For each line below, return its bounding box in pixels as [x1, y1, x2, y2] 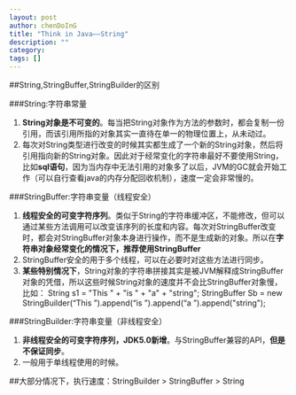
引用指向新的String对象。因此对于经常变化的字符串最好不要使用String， [21, 151, 284, 160]
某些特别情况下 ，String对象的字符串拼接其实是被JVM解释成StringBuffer [21, 266, 284, 275]
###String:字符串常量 [9, 98, 87, 109]
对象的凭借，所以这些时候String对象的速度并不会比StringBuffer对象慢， [21, 276, 283, 287]
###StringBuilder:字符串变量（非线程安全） [9, 316, 167, 326]
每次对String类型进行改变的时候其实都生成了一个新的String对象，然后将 [21, 139, 284, 150]
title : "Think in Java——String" [9, 29, 129, 38]
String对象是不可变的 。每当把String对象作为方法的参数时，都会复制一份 [21, 117, 285, 128]
